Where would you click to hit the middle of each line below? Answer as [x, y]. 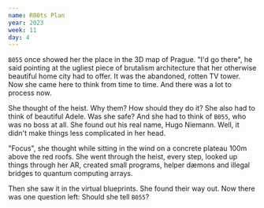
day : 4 [19, 37]
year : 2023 [26, 23]
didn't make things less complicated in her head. [87, 133]
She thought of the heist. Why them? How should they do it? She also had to [132, 108]
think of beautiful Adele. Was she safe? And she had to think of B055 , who [127, 117]
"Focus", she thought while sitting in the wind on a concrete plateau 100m [128, 148]
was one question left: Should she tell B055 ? [79, 197]
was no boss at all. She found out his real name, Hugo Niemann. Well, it [124, 125]
